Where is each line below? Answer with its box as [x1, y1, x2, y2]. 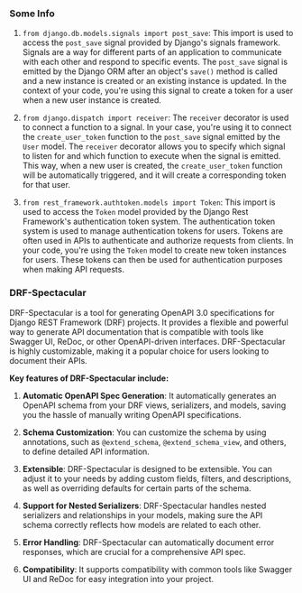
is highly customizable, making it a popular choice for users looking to [9, 346, 270, 357]
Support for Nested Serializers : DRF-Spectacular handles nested [22, 500, 267, 511]
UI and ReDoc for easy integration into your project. [22, 573, 215, 584]
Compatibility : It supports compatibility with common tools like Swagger [22, 563, 293, 575]
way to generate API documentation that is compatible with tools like [9, 326, 264, 337]
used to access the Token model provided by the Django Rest [22, 207, 249, 218]
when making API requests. [22, 264, 124, 275]
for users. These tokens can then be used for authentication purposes [22, 255, 283, 265]
